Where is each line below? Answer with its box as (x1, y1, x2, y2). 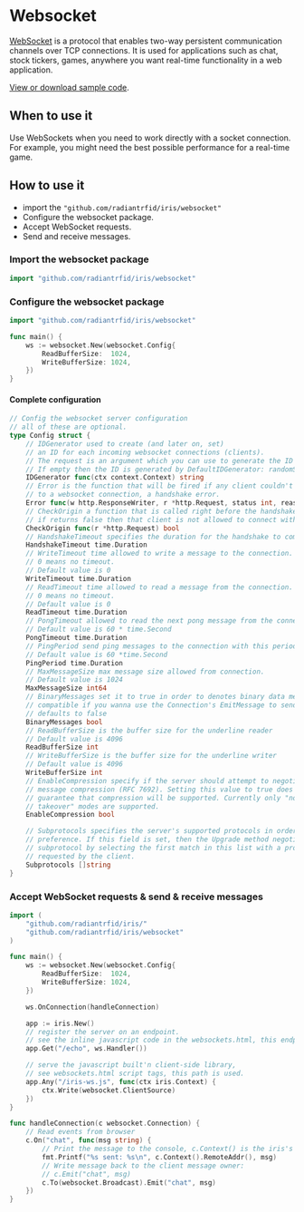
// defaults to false (25, 709, 107, 718)
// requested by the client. (25, 851, 136, 861)
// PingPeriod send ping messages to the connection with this (25, 641, 270, 651)
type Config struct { (9, 431, 91, 441)
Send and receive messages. (22, 230, 131, 241)
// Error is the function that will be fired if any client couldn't (25, 481, 294, 490)
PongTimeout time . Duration (25, 634, 128, 643)
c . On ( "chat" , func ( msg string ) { (25, 1136, 152, 1145)
